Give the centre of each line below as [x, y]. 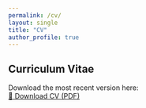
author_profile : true [44, 37]
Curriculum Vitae [51, 68]
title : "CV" [28, 30]
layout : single [33, 23]
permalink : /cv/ [35, 15]
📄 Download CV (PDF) [44, 96]
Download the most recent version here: [74, 88]
